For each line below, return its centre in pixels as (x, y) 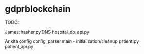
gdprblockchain (38, 9)
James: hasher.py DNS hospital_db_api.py (47, 32)
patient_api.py (19, 46)
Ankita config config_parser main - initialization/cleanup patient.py (72, 41)
